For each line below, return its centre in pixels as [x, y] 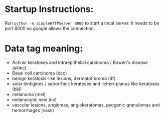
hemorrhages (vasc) [33, 110]
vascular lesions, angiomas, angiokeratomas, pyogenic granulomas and [86, 105]
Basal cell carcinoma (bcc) [39, 73]
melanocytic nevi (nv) [34, 99]
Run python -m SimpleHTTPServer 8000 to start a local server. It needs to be [82, 23]
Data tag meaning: [44, 49]
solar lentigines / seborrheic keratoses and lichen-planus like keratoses [86, 83]
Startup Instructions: [49, 9]
